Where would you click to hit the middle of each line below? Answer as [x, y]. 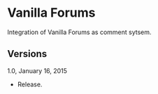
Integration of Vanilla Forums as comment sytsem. [79, 32]
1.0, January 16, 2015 [37, 70]
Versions [27, 54]
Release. [30, 84]
